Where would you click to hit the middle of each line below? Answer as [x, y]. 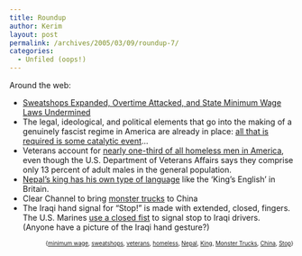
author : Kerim [36, 26]
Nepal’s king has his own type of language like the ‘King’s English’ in [149, 179]
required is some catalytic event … [85, 141]
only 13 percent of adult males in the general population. [127, 169]
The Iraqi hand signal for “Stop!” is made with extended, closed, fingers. [156, 208]
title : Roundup [38, 18]
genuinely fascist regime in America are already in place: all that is [145, 131]
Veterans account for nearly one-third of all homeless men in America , [153, 151]
